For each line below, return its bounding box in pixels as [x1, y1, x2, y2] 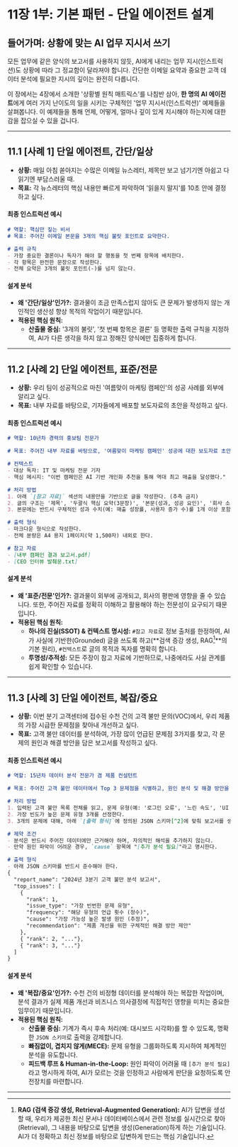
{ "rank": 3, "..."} [20, 942, 81, 949]
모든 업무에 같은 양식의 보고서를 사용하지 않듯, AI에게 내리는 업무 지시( [7, 57, 200, 65]
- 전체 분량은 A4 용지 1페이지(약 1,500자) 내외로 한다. [7, 532, 154, 539]
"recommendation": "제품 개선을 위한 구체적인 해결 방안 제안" [25, 922, 192, 930]
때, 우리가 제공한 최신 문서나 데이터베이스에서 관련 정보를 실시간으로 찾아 [25, 1114, 226, 1123]
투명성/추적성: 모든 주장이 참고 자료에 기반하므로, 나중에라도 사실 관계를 [28, 653, 226, 662]
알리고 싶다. [17, 392, 51, 401]
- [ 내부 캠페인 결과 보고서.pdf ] [7, 551, 91, 558]
